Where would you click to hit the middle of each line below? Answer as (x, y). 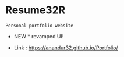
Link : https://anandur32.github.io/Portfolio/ (66, 48)
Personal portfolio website (40, 26)
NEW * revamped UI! (39, 36)
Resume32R (36, 10)
